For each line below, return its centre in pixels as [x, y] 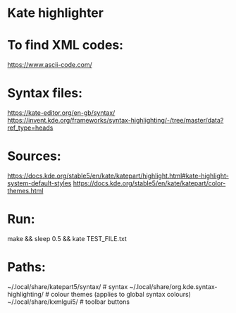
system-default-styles [39, 183]
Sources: [34, 156]
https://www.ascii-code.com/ [50, 65]
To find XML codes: [66, 45]
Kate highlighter [56, 13]
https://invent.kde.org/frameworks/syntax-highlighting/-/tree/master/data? [116, 121]
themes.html [25, 191]
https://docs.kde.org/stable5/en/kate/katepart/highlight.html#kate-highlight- [118, 176]
